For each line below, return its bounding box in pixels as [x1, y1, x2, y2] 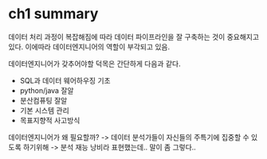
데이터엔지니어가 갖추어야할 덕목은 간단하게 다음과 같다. [8, 59, 181, 68]
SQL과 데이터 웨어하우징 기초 [19, 76, 111, 85]
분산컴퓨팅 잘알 [19, 95, 68, 105]
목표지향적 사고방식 [19, 115, 80, 125]
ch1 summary [8, 5, 99, 23]
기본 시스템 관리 [19, 105, 69, 115]
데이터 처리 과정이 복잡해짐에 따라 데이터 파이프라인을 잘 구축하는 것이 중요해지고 [8, 32, 260, 41]
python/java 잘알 [19, 85, 74, 95]
